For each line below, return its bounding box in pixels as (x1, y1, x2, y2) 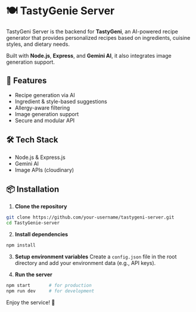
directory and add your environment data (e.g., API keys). (14, 260, 156, 266)
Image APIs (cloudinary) (14, 166, 74, 173)
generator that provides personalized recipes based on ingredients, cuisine (6, 34, 191, 41)
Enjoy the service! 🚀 (6, 298, 55, 306)
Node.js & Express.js (14, 154, 66, 161)
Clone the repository (14, 203, 67, 210)
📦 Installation (6, 184, 60, 194)
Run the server (14, 271, 52, 278)
